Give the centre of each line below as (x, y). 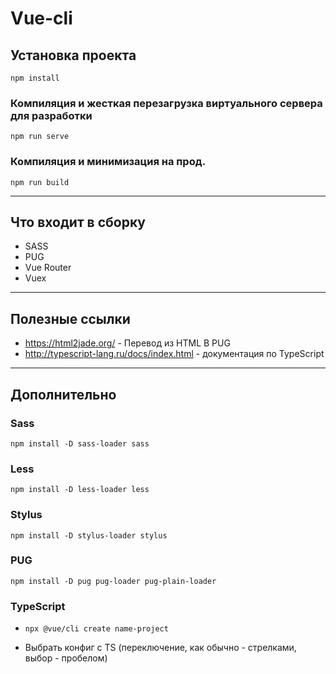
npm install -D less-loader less (80, 490)
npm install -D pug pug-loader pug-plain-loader (113, 581)
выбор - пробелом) (66, 658)
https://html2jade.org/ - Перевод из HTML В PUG (127, 343)
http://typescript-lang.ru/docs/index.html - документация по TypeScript (174, 354)
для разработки (51, 115)
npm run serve (40, 137)
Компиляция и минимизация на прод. (108, 162)
